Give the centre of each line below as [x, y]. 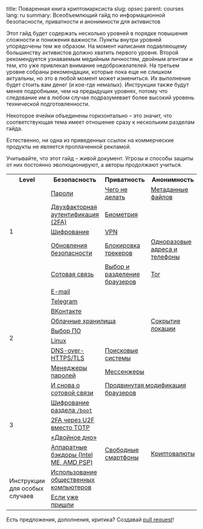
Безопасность [75, 180]
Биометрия [121, 214]
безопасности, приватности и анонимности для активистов [83, 21]
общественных [73, 480]
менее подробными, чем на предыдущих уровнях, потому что [87, 91]
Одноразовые [171, 242]
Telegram [64, 301]
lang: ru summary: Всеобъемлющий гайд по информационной [86, 15]
